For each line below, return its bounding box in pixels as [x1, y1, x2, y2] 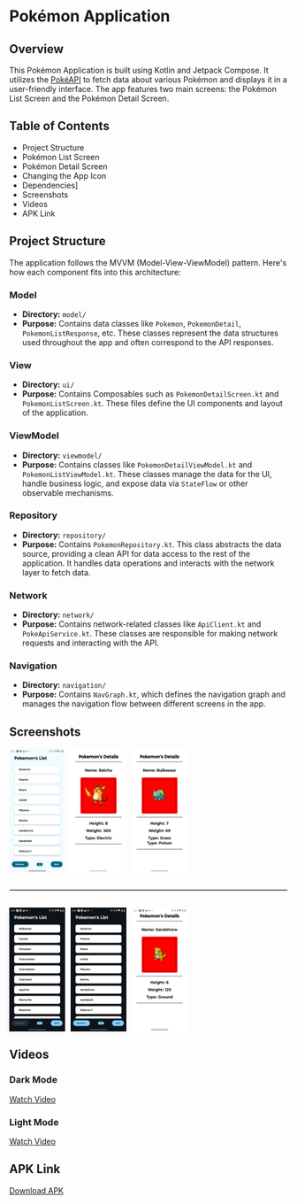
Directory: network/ [21, 609, 95, 621]
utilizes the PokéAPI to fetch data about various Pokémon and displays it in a [9, 74, 287, 85]
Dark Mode [9, 1074, 57, 1086]
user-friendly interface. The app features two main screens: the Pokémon [9, 84, 277, 94]
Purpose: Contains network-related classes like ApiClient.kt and [21, 619, 262, 629]
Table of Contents [9, 119, 110, 134]
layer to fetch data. [21, 567, 91, 577]
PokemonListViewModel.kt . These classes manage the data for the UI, [21, 468, 272, 479]
